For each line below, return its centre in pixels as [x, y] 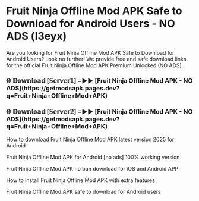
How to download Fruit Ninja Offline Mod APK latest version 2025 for [90, 139]
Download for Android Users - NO [91, 23]
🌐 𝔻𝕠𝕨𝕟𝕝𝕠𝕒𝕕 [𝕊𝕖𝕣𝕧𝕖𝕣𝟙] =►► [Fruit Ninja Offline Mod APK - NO [99, 80]
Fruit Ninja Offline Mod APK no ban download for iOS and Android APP [92, 169]
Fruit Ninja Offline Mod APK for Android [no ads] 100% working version [93, 157]
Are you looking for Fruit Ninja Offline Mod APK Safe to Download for [90, 52]
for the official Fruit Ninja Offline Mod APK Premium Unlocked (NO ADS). [95, 65]
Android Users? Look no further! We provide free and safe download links [96, 59]
